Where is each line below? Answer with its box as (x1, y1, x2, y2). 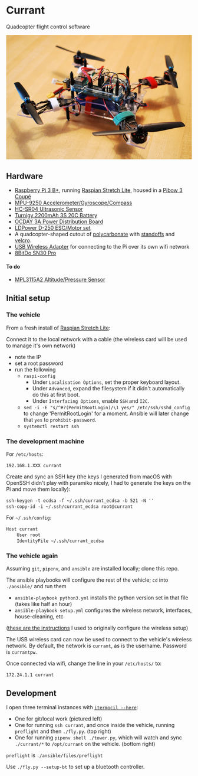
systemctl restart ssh (23, 423, 80, 429)
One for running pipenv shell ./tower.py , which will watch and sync (14, 734, 183, 741)
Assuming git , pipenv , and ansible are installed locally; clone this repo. (6, 565, 179, 572)
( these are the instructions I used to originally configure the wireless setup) (6, 624, 189, 632)
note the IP (14, 353, 41, 360)
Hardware (6, 171, 43, 181)
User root (16, 532, 41, 538)
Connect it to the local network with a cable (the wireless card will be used (6, 335, 187, 343)
